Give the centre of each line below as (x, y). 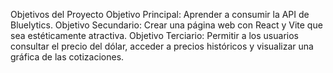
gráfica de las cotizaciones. (67, 57)
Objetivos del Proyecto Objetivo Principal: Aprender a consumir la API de (160, 14)
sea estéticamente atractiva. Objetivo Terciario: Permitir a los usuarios (154, 35)
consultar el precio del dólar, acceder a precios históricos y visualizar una (162, 46)
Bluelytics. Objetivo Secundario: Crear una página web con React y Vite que (166, 25)
